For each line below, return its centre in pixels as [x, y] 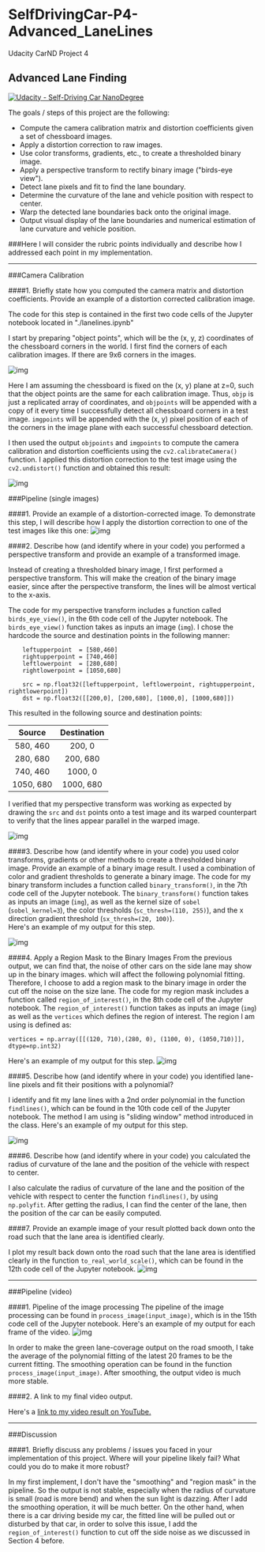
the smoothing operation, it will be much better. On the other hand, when [126, 1507]
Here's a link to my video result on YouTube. [80, 1411]
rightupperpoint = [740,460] [70, 657]
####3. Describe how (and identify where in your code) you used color [123, 851]
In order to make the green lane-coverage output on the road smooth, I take [131, 1347]
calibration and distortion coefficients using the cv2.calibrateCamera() [123, 451]
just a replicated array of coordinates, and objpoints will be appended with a [132, 402]
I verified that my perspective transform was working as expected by [120, 803]
